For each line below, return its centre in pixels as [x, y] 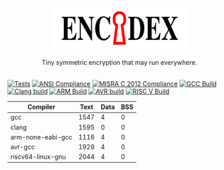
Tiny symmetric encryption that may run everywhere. [119, 62]
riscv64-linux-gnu [38, 157]
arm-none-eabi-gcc [41, 137]
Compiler [41, 107]
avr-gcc [23, 147]
